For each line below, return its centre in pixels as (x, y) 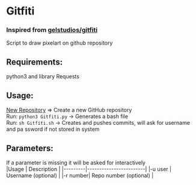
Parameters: (30, 148)
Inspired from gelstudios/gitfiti (52, 30)
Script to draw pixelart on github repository (60, 43)
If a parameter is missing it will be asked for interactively (76, 162)
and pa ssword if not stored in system (53, 129)
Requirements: (35, 62)
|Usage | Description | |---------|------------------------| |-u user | (89, 169)
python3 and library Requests (43, 77)
